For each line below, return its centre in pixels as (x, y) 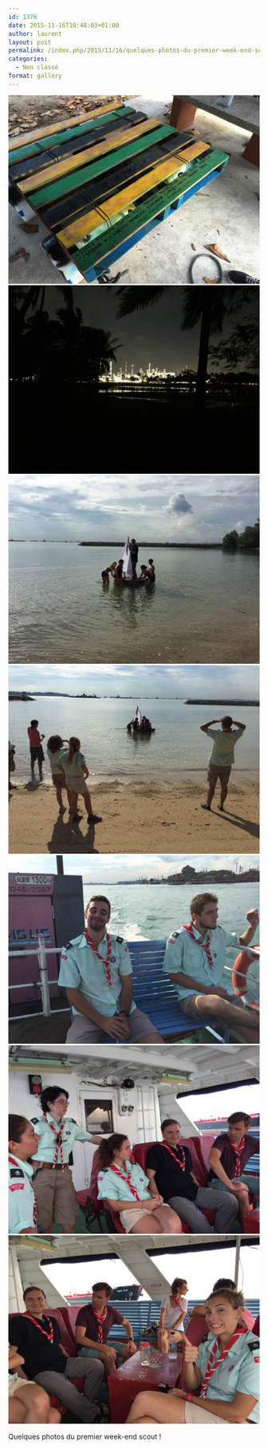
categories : (28, 59)
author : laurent (35, 34)
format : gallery (35, 76)
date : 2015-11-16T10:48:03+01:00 (64, 25)
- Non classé (37, 68)
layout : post (30, 42)
